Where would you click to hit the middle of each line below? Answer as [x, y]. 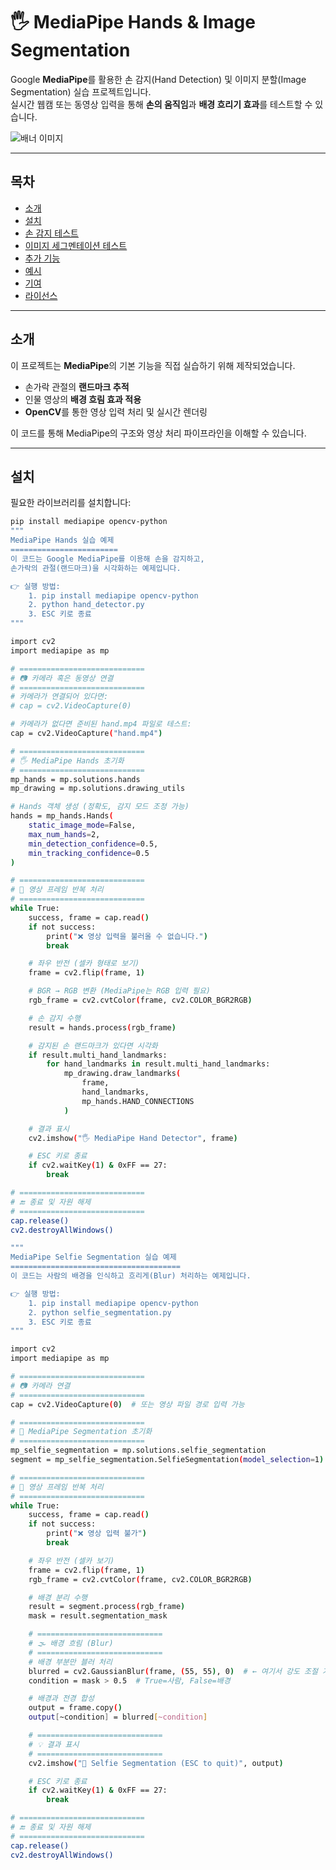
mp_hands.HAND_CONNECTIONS [138, 1101]
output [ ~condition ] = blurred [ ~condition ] [118, 1717]
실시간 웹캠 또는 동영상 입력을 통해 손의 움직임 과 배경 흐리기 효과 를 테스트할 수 [161, 104]
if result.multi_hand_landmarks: [98, 1055]
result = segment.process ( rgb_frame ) [107, 1607]
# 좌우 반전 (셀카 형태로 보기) [84, 964]
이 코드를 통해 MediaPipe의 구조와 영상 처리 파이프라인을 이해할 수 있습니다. [158, 433]
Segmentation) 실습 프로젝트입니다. [81, 91]
